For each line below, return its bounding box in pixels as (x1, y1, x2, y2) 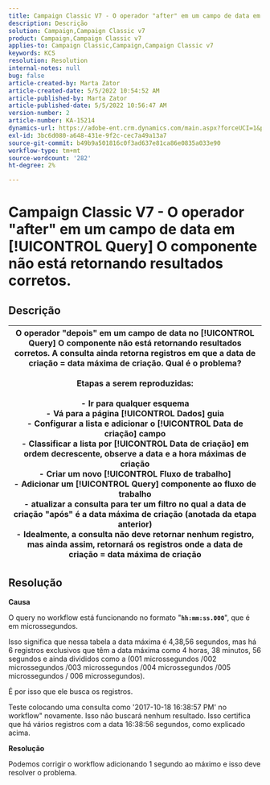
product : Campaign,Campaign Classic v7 (8, 34, 142, 43)
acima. (8, 728, 31, 737)
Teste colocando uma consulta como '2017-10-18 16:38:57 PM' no (8, 702, 227, 712)
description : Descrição (8, 19, 88, 27)
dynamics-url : (8, 124, 56, 132)
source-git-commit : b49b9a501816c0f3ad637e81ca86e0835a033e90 (8, 138, 221, 147)
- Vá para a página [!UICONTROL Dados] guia (45, 408, 225, 419)
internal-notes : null (8, 64, 81, 72)
